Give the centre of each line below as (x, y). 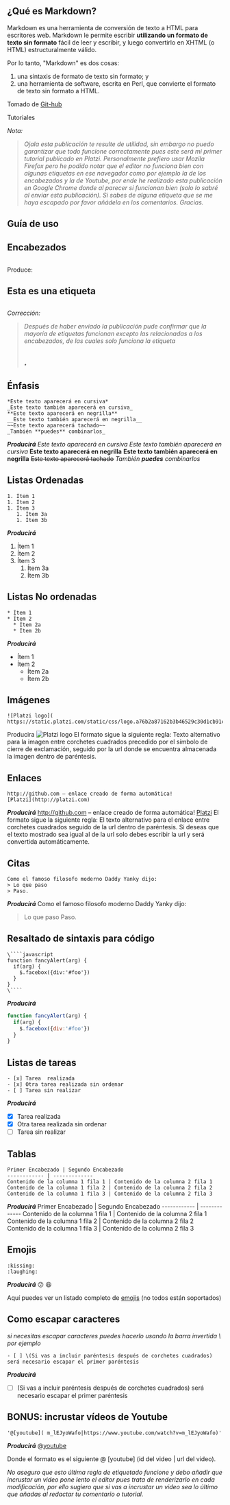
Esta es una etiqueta (51, 291)
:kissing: (21, 1266)
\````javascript (30, 954)
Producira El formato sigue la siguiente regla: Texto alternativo (114, 735)
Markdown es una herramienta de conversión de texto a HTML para (103, 27)
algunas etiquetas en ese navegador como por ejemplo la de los (115, 173)
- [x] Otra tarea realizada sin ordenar (66, 1085)
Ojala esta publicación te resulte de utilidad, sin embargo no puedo (119, 144)
